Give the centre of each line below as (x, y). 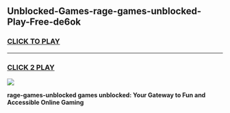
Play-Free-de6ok (44, 22)
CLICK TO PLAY (34, 42)
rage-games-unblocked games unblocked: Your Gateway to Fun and (106, 95)
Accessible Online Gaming (46, 102)
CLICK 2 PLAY (31, 67)
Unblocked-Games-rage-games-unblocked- (104, 11)
